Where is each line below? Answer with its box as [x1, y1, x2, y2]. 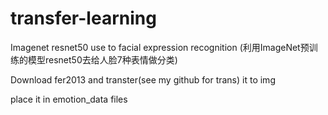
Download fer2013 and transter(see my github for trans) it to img [10, 73, 276, 86]
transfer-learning [10, 7, 157, 30]
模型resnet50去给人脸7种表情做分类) [27, 53, 178, 66]
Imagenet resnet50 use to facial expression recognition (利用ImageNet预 [10, 41, 310, 53]
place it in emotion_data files [10, 93, 128, 105]
